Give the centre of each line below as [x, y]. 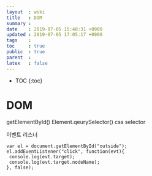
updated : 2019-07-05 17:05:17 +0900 [55, 35]
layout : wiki [26, 12]
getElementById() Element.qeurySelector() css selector [76, 122]
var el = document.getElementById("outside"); [67, 146]
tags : [19, 40]
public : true [26, 52]
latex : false [27, 63]
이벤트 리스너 [22, 134]
